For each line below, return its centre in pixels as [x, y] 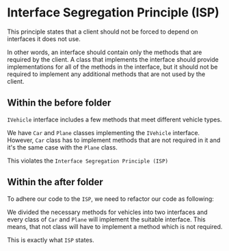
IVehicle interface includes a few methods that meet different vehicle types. [114, 119]
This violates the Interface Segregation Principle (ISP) [88, 160]
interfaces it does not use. [44, 38]
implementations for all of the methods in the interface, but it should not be [112, 67]
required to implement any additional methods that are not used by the [106, 74]
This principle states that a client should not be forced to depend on [103, 32]
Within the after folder [55, 182]
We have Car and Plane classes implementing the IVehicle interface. [104, 132]
